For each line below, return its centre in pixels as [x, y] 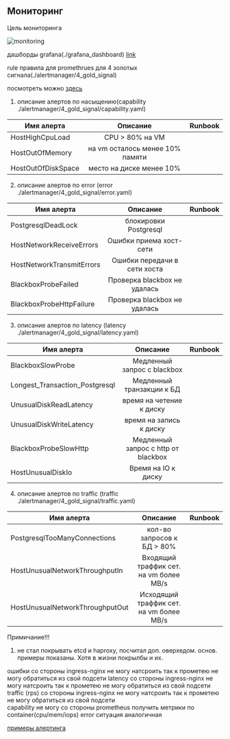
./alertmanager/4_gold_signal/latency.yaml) [78, 332]
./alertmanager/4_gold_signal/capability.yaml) [81, 108]
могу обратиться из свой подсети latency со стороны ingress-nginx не [110, 678]
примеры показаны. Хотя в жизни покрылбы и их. [90, 657]
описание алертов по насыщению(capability [81, 101]
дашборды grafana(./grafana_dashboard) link [72, 54]
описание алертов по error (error [65, 185]
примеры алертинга [37, 728]
